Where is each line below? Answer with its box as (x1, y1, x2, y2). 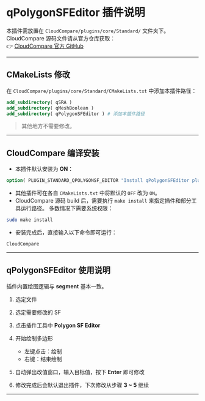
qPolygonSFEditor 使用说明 (6, 265, 111, 275)
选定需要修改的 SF (15, 309, 61, 316)
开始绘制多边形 (15, 334, 53, 342)
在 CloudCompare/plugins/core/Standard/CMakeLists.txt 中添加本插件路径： (6, 87, 197, 94)
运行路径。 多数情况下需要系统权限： (20, 204, 113, 212)
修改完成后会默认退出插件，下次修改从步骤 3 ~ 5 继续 (15, 381, 149, 389)
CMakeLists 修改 (6, 70, 71, 80)
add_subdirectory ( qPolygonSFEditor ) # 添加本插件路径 (6, 111, 145, 117)
